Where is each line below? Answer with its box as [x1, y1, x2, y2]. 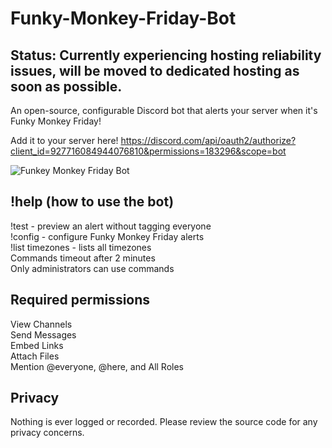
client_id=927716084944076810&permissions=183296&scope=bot [10, 145, 287, 157]
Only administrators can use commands [10, 262, 175, 274]
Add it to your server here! [10, 135, 119, 146]
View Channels [10, 318, 73, 330]
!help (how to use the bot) [10, 193, 175, 211]
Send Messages [10, 328, 77, 341]
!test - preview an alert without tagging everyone [10, 220, 212, 232]
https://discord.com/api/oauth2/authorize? [120, 135, 297, 146]
